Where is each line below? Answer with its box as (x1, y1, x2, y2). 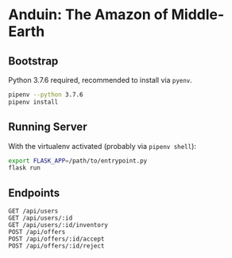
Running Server (8, 120, 87, 134)
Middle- (171, 6, 225, 24)
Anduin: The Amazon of (8, 6, 168, 24)
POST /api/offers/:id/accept (8, 235, 105, 244)
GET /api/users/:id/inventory (8, 221, 109, 229)
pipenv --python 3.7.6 (8, 91, 83, 99)
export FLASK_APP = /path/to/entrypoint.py (8, 157, 148, 165)
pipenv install (8, 98, 59, 106)
